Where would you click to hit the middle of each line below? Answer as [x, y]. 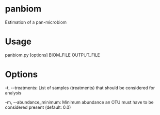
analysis [13, 93]
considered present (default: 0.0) [38, 107]
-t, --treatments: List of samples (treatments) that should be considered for [80, 88]
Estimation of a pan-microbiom [36, 22]
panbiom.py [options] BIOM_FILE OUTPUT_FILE [53, 55]
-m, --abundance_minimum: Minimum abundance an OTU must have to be [79, 102]
